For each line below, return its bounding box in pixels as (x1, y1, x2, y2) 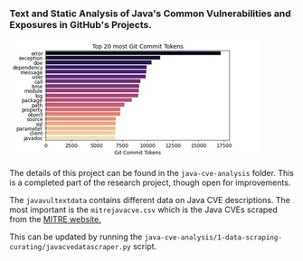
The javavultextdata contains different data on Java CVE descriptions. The (9, 195, 291, 206)
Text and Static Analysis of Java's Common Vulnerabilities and (9, 7, 291, 20)
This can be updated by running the (9, 231, 143, 242)
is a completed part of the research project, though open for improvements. (9, 177, 291, 188)
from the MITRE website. (9, 214, 101, 225)
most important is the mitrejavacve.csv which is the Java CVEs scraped (9, 204, 278, 215)
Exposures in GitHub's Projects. (9, 18, 152, 31)
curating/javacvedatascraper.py (9, 243, 131, 252)
